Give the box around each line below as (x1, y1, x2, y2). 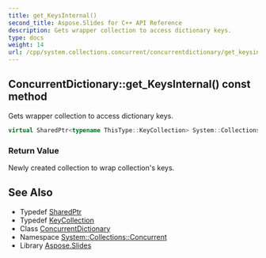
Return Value (8, 145, 59, 156)
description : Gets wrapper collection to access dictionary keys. (8, 26, 232, 34)
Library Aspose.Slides (19, 241, 92, 250)
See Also (8, 186, 53, 199)
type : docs (8, 33, 44, 42)
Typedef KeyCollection (19, 215, 95, 225)
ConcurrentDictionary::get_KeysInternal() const (8, 78, 251, 91)
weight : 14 (8, 41, 44, 49)
